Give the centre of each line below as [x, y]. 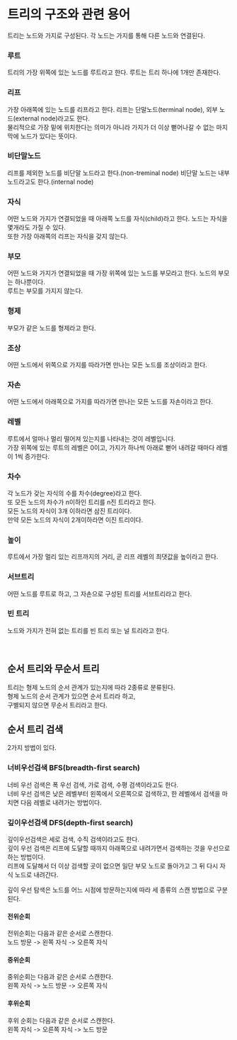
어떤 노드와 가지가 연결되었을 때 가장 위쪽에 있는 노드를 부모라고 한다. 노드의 [112, 273]
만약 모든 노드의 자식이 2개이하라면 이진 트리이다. [75, 520]
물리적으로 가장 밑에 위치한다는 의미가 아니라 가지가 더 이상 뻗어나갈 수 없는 [111, 127]
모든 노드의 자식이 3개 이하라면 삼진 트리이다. [70, 510]
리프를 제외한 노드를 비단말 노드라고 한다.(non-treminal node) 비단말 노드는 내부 [118, 173]
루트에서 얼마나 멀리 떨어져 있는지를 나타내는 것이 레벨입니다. [91, 438]
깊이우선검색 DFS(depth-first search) [70, 822]
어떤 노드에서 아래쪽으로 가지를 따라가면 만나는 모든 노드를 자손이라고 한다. [110, 402]
